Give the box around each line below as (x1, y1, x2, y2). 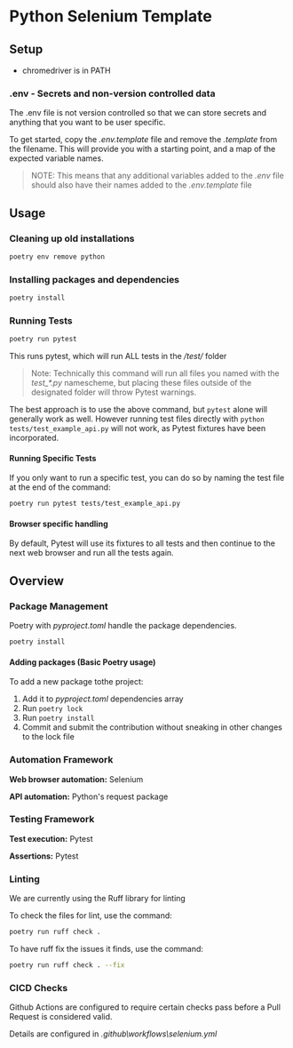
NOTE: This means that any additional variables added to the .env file (30, 171, 284, 181)
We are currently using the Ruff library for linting (9, 893, 186, 904)
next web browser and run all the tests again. (9, 548, 175, 558)
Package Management (9, 600, 108, 612)
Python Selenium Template (9, 6, 213, 27)
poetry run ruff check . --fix (9, 961, 125, 970)
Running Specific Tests (9, 452, 97, 463)
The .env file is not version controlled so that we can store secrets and (9, 108, 267, 118)
